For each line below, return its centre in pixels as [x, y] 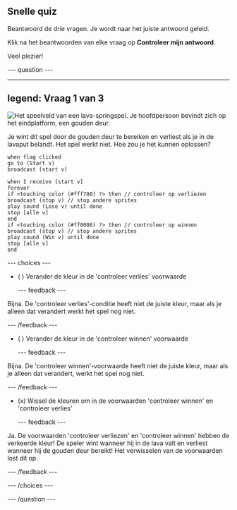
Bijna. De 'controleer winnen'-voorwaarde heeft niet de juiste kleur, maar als [118, 365]
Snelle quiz [32, 12]
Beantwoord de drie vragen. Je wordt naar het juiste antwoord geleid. [108, 28]
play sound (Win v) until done [53, 237]
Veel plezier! [25, 56]
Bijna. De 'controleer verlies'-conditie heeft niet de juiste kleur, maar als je [115, 303]
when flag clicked [34, 157]
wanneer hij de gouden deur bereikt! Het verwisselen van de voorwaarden [115, 450]
